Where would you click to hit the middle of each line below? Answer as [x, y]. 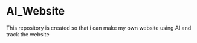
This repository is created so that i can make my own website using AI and [99, 28]
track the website [28, 34]
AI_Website [36, 11]
